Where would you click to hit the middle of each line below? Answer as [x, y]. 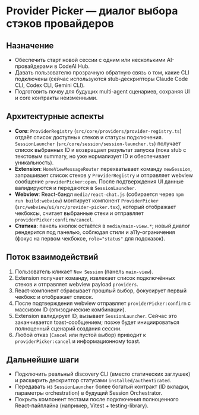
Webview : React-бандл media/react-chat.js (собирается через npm [99, 194]
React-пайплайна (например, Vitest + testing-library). [82, 405]
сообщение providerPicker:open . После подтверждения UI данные [99, 181]
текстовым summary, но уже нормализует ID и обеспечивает [92, 156]
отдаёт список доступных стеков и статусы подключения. [89, 137]
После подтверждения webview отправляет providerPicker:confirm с [103, 303]
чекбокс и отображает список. [54, 297]
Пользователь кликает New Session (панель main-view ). [84, 272]
